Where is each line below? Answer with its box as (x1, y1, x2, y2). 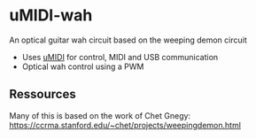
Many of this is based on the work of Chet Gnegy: (9, 110, 191, 120)
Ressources (9, 87, 77, 102)
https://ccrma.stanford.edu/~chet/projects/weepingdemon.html (9, 120, 242, 130)
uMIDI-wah (9, 5, 93, 26)
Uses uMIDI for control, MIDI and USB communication (21, 51, 219, 62)
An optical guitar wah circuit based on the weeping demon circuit (9, 35, 248, 45)
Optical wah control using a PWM (21, 61, 144, 72)
